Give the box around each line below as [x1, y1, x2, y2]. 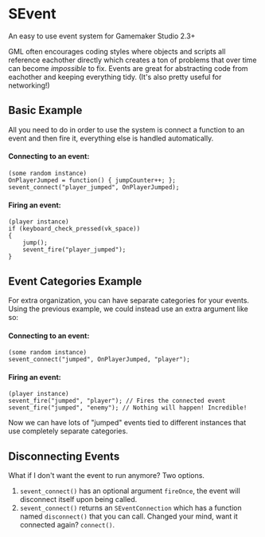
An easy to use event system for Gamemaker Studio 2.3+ [8, 31, 196, 41]
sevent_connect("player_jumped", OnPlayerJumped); [8, 183, 180, 192]
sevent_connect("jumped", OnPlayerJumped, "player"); [8, 356, 191, 364]
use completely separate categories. [8, 426, 129, 436]
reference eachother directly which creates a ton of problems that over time [8, 55, 257, 65]
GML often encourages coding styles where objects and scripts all [8, 46, 226, 56]
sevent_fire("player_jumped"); [22, 246, 127, 254]
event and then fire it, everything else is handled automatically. [8, 133, 214, 143]
